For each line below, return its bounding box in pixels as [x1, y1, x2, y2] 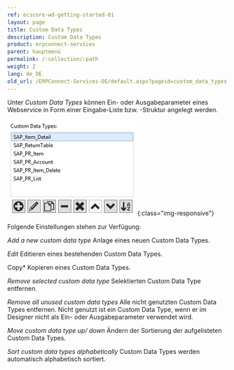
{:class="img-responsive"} [137, 209, 215, 217]
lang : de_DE [7, 70, 42, 77]
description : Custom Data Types [7, 34, 102, 41]
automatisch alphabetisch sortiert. [7, 355, 106, 363]
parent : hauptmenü [7, 48, 61, 55]
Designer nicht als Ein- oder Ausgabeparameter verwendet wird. [7, 313, 194, 321]
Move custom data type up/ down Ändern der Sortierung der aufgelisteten [7, 326, 222, 334]
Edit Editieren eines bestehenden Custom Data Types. [7, 249, 163, 258]
